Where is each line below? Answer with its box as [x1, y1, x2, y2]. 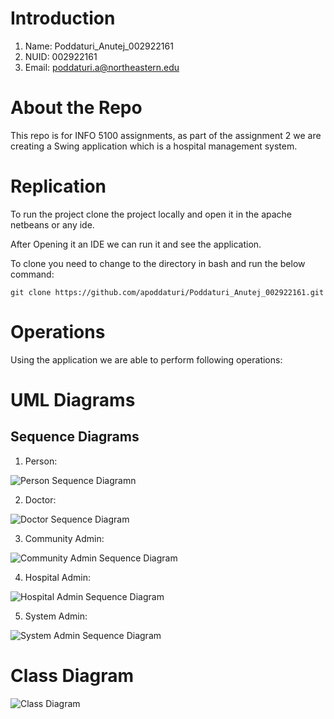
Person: [24, 455, 58, 467]
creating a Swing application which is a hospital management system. [10, 140, 298, 152]
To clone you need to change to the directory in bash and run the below [10, 257, 306, 269]
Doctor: [24, 493, 57, 506]
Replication [10, 175, 107, 198]
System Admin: [24, 610, 88, 622]
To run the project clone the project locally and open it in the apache [10, 208, 293, 220]
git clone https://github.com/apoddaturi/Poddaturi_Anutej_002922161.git [10, 287, 325, 297]
